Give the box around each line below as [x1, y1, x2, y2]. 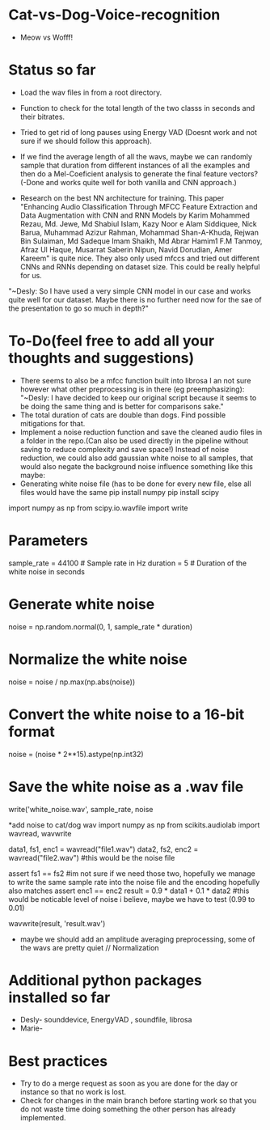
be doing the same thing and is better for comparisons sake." [19, 401, 224, 411]
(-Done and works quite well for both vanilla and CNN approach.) [19, 177, 237, 187]
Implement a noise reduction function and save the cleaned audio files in [19, 427, 263, 437]
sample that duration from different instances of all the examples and [19, 160, 251, 170]
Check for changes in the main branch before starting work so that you [19, 1096, 257, 1106]
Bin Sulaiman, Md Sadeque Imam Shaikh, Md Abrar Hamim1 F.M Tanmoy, [19, 236, 263, 246]
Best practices [8, 1052, 108, 1070]
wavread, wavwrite [8, 828, 72, 838]
